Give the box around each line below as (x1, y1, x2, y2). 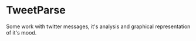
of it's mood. (6, 29, 37, 36)
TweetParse (6, 4, 66, 17)
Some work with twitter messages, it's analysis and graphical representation (6, 23, 191, 30)
